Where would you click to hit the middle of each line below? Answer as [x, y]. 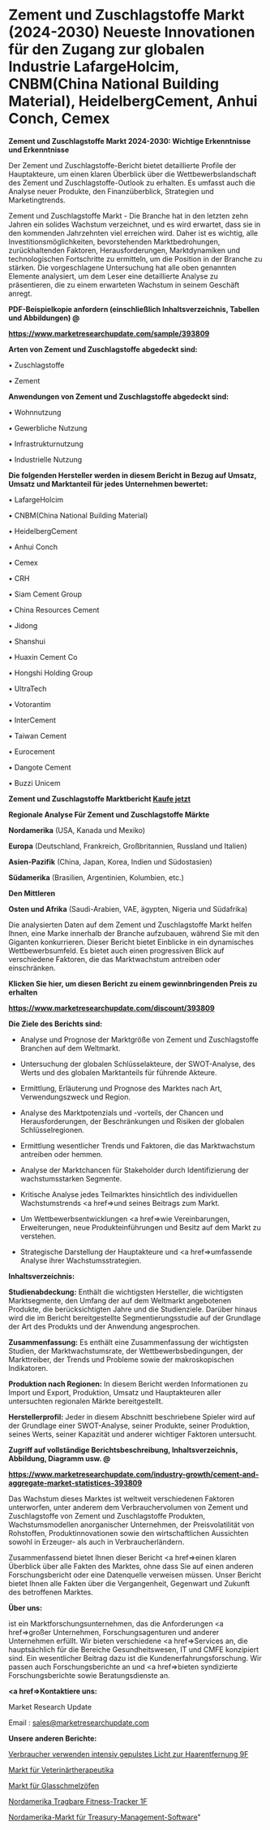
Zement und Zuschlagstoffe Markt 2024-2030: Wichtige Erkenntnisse [130, 141]
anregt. [20, 293]
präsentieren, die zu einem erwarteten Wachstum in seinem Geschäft [124, 284]
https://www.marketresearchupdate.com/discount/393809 [111, 1008]
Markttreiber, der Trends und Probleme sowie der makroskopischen [121, 1359]
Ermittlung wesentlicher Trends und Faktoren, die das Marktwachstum [137, 1145]
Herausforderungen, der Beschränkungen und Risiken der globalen [132, 1121]
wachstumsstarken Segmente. [71, 1178]
